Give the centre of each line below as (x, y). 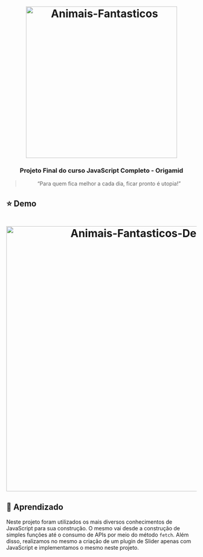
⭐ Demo (21, 203)
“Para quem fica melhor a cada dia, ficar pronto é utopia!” (109, 184)
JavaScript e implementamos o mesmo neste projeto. (72, 547)
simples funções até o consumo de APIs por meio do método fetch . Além (98, 535)
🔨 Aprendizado (35, 507)
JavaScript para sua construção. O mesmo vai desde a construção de (93, 528)
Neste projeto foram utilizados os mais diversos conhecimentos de (89, 522)
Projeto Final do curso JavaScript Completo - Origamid (101, 171)
